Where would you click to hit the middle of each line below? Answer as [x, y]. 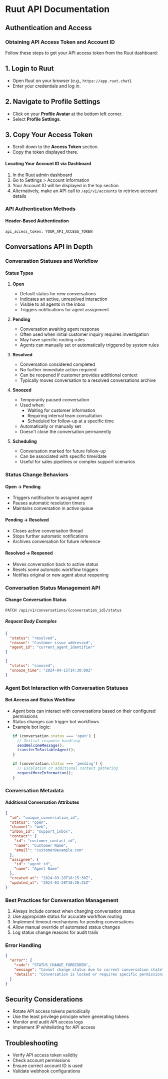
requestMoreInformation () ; [45, 773]
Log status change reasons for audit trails [55, 932]
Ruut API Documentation [57, 9]
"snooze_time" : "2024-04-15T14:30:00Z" [51, 670]
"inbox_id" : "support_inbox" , [41, 832]
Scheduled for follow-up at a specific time [70, 421]
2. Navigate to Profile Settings [53, 102]
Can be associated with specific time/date [63, 456]
